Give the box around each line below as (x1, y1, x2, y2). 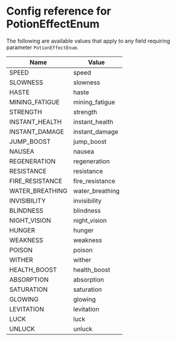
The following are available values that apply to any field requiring (6, 37, 171, 44)
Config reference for (6, 4, 111, 18)
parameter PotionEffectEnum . (6, 44, 79, 51)
